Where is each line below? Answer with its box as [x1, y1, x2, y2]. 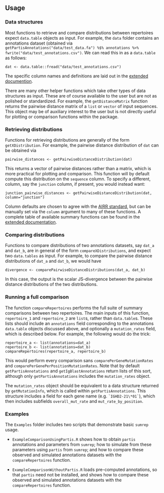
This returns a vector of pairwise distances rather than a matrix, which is [5, 165, 151, 171]
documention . [5, 78, 33, 84]
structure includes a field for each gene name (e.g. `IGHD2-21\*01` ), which [5, 393, 156, 399]
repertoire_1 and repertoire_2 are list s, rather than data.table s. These [5, 315, 153, 321]
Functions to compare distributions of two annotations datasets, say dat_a [5, 243, 155, 248]
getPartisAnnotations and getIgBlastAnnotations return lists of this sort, [5, 368, 152, 374]
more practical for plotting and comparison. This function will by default [5, 171, 150, 176]
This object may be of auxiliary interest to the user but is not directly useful [5, 108, 157, 114]
